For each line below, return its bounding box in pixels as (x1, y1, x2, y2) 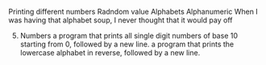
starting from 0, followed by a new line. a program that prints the (19, 39, 235, 49)
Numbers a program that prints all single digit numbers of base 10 (19, 31, 239, 40)
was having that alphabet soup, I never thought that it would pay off (8, 15, 233, 25)
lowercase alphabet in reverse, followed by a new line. (19, 48, 201, 57)
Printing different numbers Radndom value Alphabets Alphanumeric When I (8, 7, 258, 16)
